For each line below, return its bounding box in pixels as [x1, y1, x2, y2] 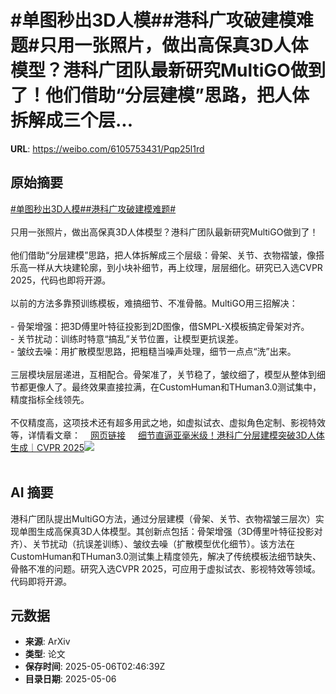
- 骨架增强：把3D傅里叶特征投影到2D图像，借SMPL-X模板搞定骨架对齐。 [10, 320, 310, 332]
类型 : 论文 [24, 648, 66, 660]
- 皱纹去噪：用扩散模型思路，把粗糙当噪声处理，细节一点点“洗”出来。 [10, 345, 297, 357]
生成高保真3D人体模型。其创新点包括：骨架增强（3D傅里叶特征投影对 [36, 525, 323, 537]
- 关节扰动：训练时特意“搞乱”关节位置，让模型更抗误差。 [10, 332, 244, 345]
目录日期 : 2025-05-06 [24, 673, 117, 685]
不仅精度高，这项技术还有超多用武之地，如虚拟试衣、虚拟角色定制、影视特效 [10, 416, 326, 428]
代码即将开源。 [10, 575, 72, 587]
